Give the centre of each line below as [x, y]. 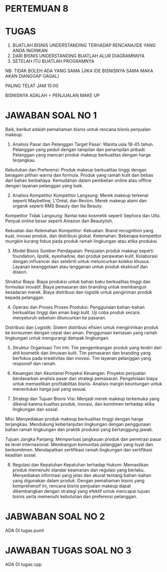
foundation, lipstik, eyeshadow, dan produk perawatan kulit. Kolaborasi [85, 256]
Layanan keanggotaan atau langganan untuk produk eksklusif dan [80, 267]
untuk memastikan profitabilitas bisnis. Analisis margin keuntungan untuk [87, 384]
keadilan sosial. [21, 455]
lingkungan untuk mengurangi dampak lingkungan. [57, 338]
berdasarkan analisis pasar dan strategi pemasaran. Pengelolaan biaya [85, 379]
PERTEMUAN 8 [37, 9]
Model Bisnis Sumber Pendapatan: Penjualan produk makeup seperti [83, 251]
